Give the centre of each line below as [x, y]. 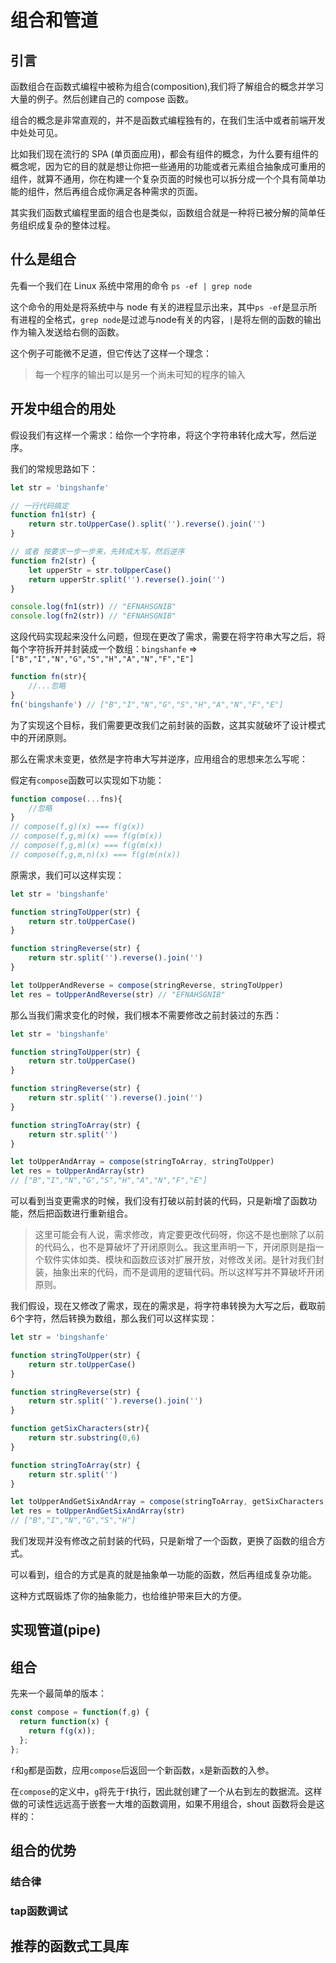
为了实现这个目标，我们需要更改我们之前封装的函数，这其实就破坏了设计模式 [168, 725]
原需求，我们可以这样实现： [67, 875]
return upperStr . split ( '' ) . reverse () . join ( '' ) [127, 579]
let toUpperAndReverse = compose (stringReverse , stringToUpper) [147, 985]
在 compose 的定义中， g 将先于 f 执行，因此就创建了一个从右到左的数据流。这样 [166, 1791]
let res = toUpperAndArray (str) [77, 1171]
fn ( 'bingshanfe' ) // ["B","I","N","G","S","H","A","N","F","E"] [147, 704]
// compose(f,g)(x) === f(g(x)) [77, 827]
